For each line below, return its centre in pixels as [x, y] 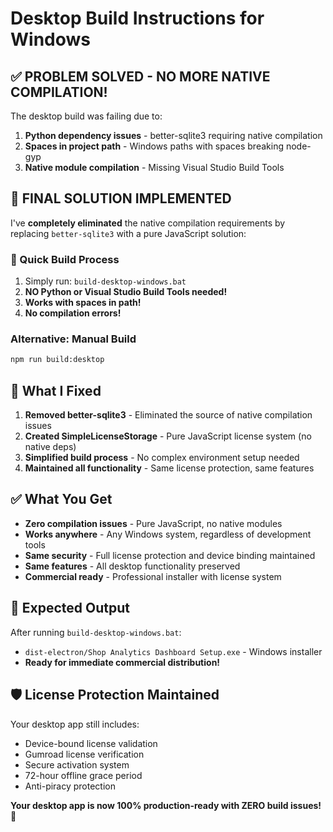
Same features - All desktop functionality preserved [132, 566]
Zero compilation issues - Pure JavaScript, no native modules [153, 523]
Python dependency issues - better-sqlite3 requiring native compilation [173, 135]
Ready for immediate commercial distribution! [122, 662]
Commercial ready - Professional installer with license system [153, 576]
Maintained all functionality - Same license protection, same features [169, 468]
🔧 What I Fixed [56, 390]
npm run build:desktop [57, 360]
